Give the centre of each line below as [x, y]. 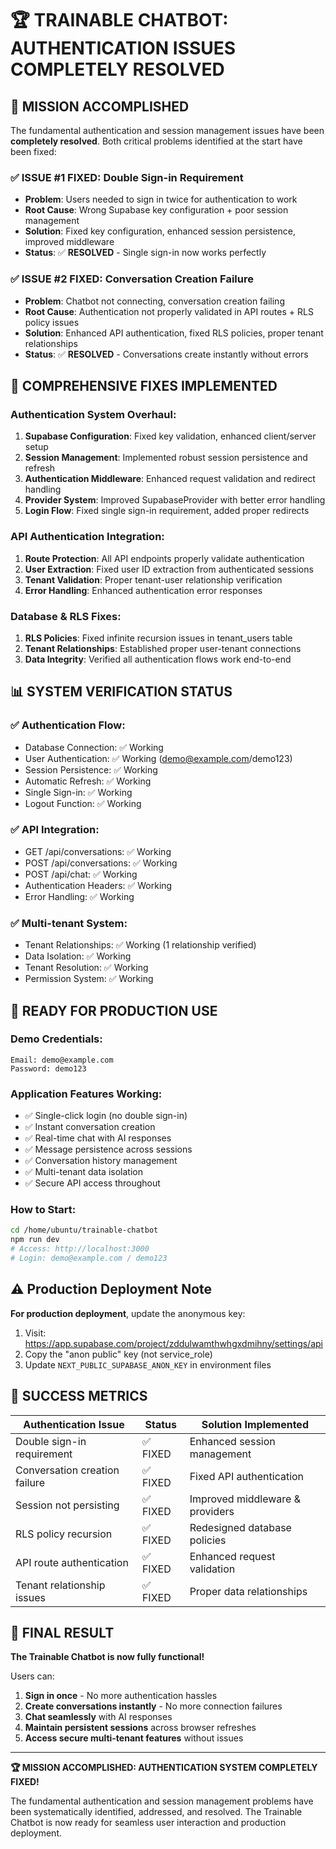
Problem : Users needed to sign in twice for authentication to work [161, 199]
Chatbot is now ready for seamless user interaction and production [148, 1823]
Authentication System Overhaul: [93, 414]
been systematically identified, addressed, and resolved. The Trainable [156, 1812]
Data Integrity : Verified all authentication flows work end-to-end [158, 659]
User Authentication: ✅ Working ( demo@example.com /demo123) [158, 758]
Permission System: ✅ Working [89, 979]
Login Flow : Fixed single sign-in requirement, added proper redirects [167, 511]
